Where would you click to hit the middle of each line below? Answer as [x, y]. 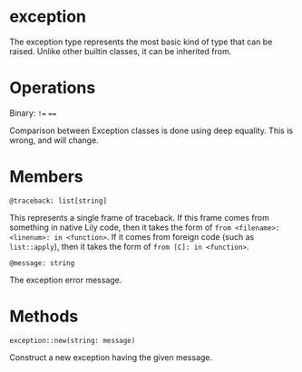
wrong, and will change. [54, 140]
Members [46, 177]
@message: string [42, 263]
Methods [44, 316]
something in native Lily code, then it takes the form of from [120, 227]
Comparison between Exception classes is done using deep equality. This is [151, 130]
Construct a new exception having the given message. [111, 357]
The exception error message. [66, 280]
